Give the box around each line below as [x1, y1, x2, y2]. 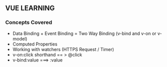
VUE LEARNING [5, 4, 55, 12]
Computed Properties [12, 41, 58, 47]
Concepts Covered [5, 19, 52, 26]
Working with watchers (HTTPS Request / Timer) [12, 46, 115, 52]
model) [12, 35, 28, 41]
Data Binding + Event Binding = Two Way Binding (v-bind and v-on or [12, 30, 156, 36]
